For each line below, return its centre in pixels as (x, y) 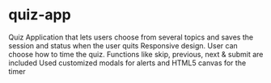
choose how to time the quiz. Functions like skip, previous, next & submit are (136, 54)
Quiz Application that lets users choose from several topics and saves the (131, 37)
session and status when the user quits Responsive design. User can (123, 45)
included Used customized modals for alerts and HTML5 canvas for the (127, 63)
